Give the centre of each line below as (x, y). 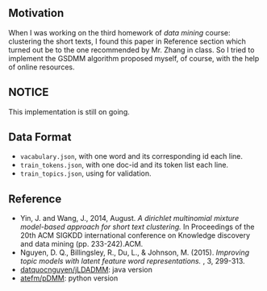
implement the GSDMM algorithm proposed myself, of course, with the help (134, 58)
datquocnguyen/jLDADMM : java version (86, 270)
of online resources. (42, 67)
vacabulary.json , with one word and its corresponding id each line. (131, 156)
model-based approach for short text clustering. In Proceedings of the (137, 227)
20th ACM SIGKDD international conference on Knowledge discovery (135, 235)
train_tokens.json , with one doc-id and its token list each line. (124, 165)
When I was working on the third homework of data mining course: (120, 32)
